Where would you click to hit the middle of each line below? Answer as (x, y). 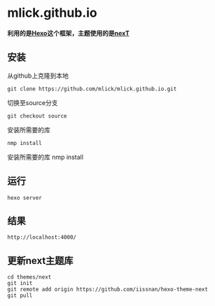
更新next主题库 (40, 260)
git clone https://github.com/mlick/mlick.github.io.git (92, 89)
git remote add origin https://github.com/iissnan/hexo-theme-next (108, 290)
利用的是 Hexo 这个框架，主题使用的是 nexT (68, 33)
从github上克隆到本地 (38, 76)
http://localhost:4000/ (42, 237)
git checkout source (37, 116)
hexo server (25, 197)
